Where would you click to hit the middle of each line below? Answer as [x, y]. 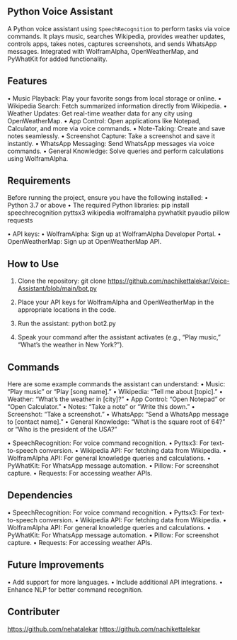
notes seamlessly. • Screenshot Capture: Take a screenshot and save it [111, 136]
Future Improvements [56, 565]
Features [27, 81]
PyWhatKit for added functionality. [58, 59]
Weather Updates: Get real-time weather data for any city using [100, 113]
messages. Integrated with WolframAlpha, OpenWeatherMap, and [103, 51]
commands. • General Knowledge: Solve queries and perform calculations [116, 151]
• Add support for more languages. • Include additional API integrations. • [115, 582]
